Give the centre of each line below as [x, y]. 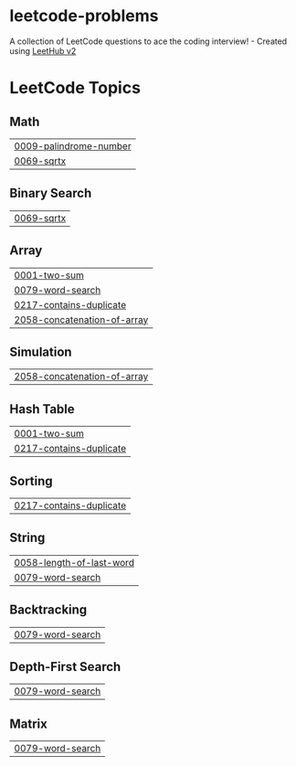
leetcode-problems [84, 16]
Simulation [41, 351]
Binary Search [51, 193]
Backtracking [48, 610]
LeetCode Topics [75, 88]
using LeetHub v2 [43, 50]
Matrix [28, 723]
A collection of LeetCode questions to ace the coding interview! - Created [148, 41]
